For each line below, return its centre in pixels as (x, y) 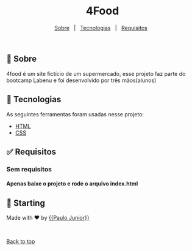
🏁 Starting (26, 203)
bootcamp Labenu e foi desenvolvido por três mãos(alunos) (81, 80)
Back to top (21, 242)
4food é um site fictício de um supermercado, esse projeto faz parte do (96, 73)
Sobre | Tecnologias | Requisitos (101, 28)
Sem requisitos (29, 169)
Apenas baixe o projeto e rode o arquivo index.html (72, 184)
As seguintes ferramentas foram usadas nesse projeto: (75, 114)
